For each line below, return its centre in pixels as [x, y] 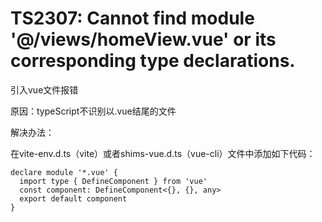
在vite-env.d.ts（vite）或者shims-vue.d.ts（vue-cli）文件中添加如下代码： [163, 153]
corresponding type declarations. [153, 61]
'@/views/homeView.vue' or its [143, 39]
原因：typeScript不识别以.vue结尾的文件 [93, 111]
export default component [73, 198]
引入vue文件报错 [44, 89]
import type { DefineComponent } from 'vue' [113, 181]
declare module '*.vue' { [64, 172]
